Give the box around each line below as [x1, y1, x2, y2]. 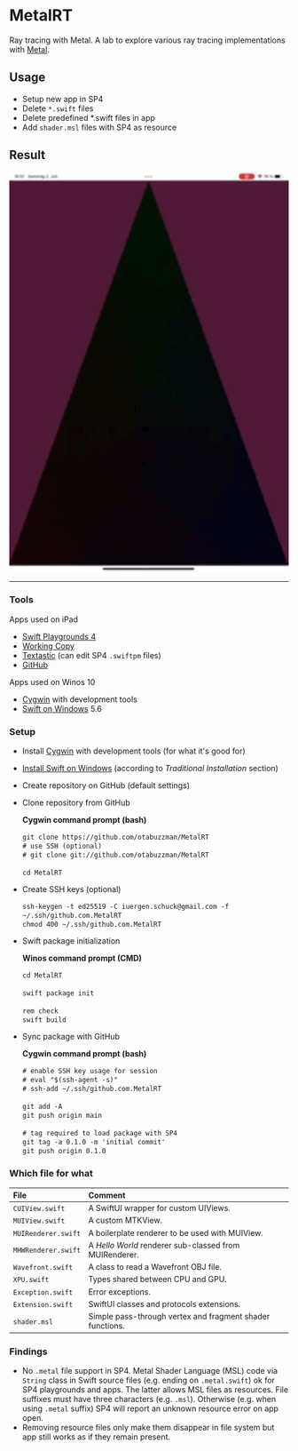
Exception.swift [12, 1288, 74, 1297]
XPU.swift [12, 1276, 50, 1285]
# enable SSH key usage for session [21, 1067, 158, 1076]
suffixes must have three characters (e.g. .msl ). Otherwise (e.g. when [21, 1394, 277, 1404]
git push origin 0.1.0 [21, 1147, 106, 1156]
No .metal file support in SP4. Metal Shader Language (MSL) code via [21, 1366, 278, 1375]
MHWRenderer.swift [12, 1246, 82, 1256]
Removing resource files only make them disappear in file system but [21, 1423, 275, 1432]
